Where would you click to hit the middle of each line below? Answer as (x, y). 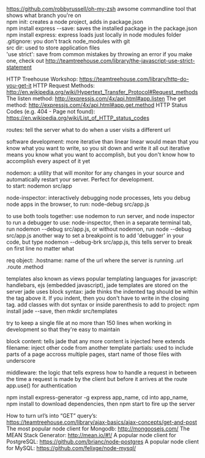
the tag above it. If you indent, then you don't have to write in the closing (98, 298)
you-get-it (19, 85)
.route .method (25, 267)
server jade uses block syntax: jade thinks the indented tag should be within (102, 292)
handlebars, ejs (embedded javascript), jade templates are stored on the (97, 285)
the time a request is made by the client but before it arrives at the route (97, 379)
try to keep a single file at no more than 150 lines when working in (89, 323)
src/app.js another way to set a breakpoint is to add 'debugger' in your (95, 235)
